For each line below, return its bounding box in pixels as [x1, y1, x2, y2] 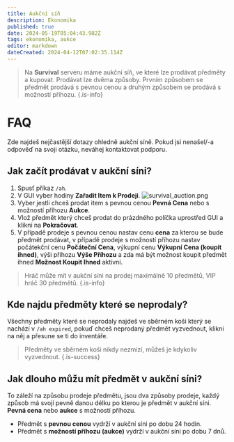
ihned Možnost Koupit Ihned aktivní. [17, 258, 123, 266]
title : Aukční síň [7, 10, 61, 17]
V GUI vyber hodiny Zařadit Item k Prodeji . [17, 191, 141, 199]
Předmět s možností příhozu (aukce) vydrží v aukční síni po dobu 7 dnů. [17, 427, 226, 436]
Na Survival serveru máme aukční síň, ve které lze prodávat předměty [24, 68, 226, 77]
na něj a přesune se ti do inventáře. [7, 332, 108, 340]
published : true [7, 23, 54, 30]
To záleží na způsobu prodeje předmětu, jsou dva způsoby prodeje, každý [7, 391, 220, 400]
